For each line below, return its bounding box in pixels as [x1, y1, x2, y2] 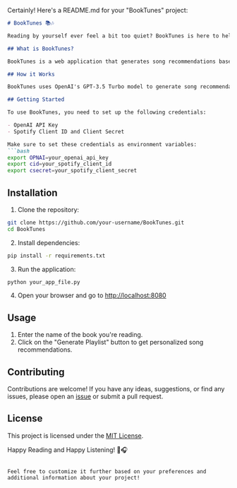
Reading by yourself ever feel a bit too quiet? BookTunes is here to [7, 32, 219, 40]
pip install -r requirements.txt [7, 252, 106, 259]
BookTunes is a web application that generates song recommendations [7, 58, 217, 65]
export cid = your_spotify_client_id [7, 160, 112, 168]
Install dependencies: [17, 238, 80, 246]
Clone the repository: [17, 205, 80, 214]
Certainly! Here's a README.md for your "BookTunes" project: [7, 6, 188, 14]
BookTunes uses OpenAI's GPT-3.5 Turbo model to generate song [7, 83, 197, 90]
